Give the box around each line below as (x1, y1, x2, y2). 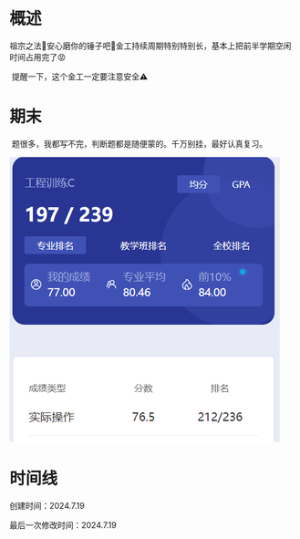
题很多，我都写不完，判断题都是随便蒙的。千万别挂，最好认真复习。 (11, 138, 267, 149)
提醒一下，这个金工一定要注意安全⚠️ (11, 70, 149, 82)
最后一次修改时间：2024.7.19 (9, 519, 117, 530)
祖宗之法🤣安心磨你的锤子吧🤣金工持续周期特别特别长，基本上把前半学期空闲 (9, 40, 292, 51)
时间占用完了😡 (9, 51, 67, 62)
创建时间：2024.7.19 (9, 500, 85, 511)
